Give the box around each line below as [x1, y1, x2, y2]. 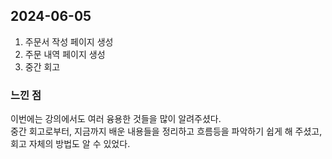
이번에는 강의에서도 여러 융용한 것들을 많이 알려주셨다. [10, 113, 222, 125]
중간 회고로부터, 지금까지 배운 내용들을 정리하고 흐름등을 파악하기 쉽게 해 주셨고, [10, 125, 323, 138]
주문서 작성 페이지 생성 [24, 35, 114, 48]
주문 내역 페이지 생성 [24, 48, 106, 60]
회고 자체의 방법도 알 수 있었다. [10, 138, 131, 150]
